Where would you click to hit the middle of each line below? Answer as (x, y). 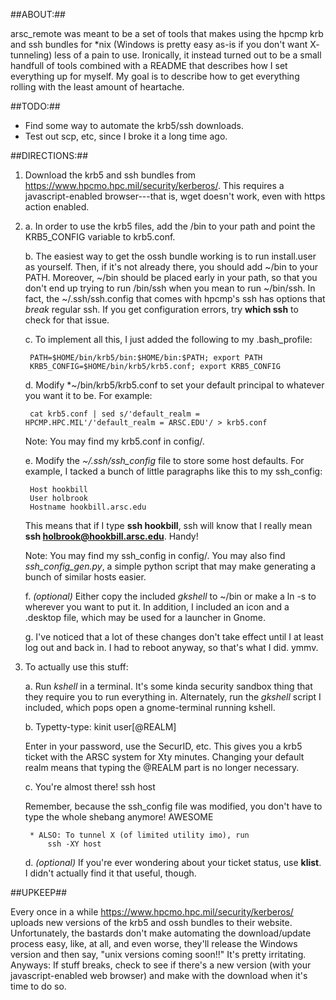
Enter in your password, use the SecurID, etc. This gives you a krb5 (163, 746)
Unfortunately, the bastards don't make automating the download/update (161, 933)
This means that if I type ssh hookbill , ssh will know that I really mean (168, 525)
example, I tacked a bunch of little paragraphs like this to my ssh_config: (173, 471)
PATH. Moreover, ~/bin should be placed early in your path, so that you (171, 277)
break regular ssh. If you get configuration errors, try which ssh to (161, 309)
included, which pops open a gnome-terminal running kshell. (150, 707)
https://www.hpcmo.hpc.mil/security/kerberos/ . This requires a (154, 185)
